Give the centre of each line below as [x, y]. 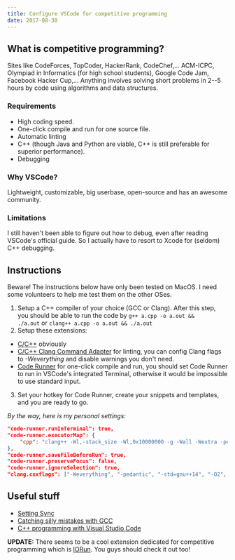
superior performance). [51, 151]
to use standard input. [49, 381]
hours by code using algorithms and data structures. [83, 88]
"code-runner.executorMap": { [51, 435]
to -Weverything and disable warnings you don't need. [96, 359]
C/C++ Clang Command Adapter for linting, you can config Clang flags [119, 352]
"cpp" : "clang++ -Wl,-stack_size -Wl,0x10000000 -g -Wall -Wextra [119, 442]
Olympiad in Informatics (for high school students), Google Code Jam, [108, 73]
